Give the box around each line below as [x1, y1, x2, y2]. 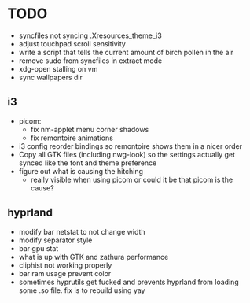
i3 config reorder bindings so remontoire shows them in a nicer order [18, 141, 243, 150]
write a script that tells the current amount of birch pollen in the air [18, 47, 233, 57]
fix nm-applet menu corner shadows [30, 124, 149, 134]
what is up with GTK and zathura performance [18, 252, 169, 261]
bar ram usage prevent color [18, 268, 112, 278]
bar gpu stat [18, 243, 59, 253]
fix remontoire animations [30, 133, 113, 142]
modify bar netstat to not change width [18, 227, 146, 236]
